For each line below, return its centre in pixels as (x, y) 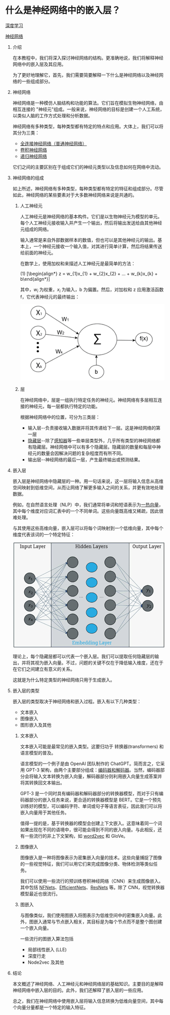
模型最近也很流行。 (40, 894)
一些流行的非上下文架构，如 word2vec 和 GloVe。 (76, 836)
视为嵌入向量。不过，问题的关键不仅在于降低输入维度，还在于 (99, 663)
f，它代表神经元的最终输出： (50, 297)
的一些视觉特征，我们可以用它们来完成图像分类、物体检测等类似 (87, 864)
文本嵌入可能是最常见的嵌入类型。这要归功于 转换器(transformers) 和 (92, 746)
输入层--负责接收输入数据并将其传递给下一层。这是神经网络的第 (94, 428)
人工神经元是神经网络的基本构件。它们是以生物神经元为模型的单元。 (91, 216)
